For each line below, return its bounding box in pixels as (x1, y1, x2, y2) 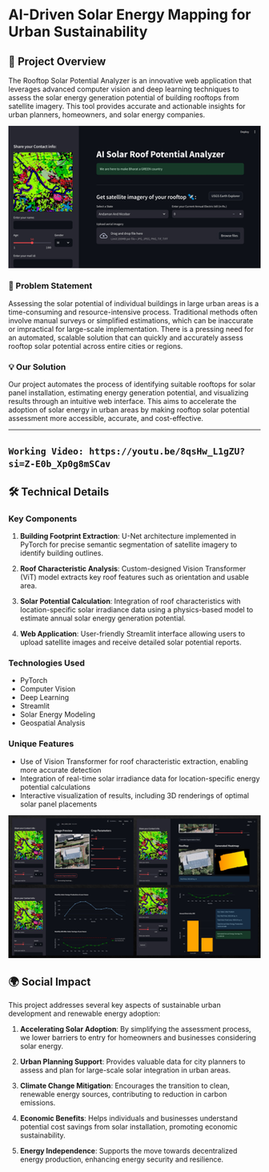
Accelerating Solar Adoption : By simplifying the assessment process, (19, 1024, 251, 1034)
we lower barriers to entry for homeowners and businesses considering (19, 1033, 256, 1043)
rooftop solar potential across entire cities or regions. (8, 341, 183, 350)
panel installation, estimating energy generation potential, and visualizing (8, 388, 249, 398)
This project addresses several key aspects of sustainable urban (8, 1000, 222, 1010)
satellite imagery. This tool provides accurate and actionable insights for (8, 102, 246, 111)
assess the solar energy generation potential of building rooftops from (8, 93, 239, 102)
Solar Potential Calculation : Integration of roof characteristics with (19, 596, 242, 606)
